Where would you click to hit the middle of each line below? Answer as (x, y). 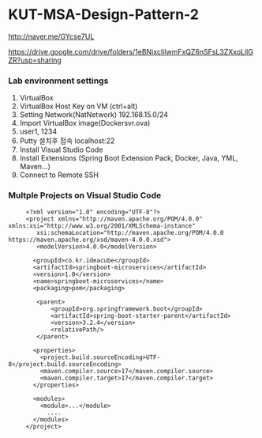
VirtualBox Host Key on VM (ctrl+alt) (79, 106)
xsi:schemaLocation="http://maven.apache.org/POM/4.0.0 (130, 232)
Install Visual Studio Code (61, 150)
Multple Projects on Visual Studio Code (85, 195)
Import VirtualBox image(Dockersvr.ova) (85, 123)
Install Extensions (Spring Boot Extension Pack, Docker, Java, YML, (129, 158)
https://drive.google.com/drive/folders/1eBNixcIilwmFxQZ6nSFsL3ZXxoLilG (131, 51)
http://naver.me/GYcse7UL (51, 36)
